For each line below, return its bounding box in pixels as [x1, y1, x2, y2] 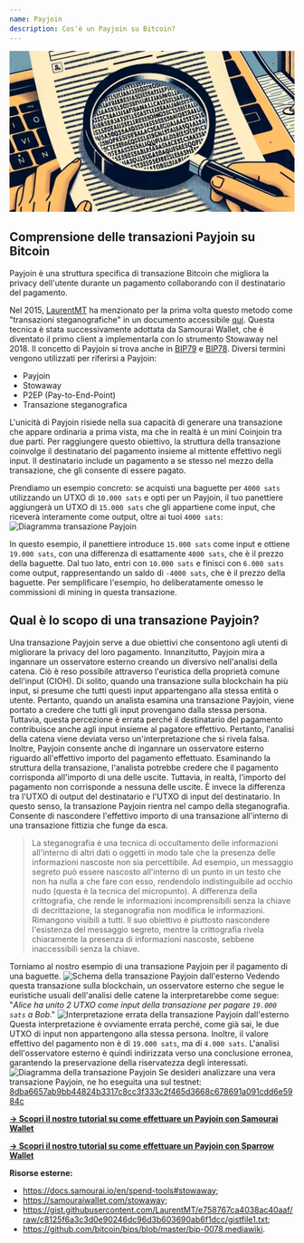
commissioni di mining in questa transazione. [9, 586, 178, 597]
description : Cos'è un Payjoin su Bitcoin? [9, 24, 176, 34]
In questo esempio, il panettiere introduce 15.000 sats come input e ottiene [9, 538, 290, 549]
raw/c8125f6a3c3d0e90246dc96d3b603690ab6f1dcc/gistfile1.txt [22, 1214, 269, 1225]
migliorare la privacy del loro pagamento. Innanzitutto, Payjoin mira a [9, 646, 265, 657]
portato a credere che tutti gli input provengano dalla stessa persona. [9, 704, 268, 715]
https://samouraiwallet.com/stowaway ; [22, 1194, 168, 1205]
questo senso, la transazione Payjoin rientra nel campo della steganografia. [9, 800, 290, 811]
